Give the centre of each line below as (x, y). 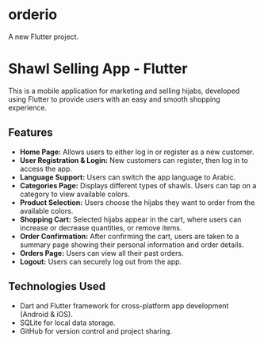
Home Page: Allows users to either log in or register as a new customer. (137, 152)
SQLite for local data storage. (67, 323)
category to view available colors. (75, 194)
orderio (33, 15)
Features (31, 133)
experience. (28, 107)
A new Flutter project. (44, 37)
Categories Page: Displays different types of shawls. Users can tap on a (138, 185)
